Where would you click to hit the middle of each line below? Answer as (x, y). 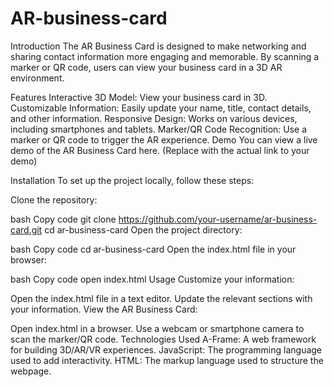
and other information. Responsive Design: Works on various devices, (154, 118)
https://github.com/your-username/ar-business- (218, 219)
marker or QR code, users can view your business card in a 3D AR (146, 67)
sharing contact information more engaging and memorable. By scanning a (165, 56)
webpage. (31, 371)
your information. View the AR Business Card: (104, 309)
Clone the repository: (54, 199)
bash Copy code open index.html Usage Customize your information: (152, 279)
